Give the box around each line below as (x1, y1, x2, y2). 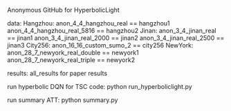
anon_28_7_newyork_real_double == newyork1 (7, 48, 140, 57)
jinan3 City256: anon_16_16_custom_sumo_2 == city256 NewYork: (7, 41, 194, 49)
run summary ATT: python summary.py (7, 96, 118, 104)
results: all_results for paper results (7, 69, 108, 77)
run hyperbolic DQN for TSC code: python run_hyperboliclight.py (7, 83, 192, 90)
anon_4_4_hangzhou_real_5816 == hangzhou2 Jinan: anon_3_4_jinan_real (7, 27, 216, 34)
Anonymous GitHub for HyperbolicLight (7, 6, 120, 14)
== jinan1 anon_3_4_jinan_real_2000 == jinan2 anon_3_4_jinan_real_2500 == (7, 34, 225, 42)
